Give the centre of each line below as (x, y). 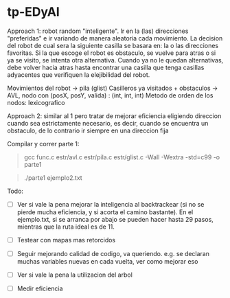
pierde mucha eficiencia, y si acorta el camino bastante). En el (105, 212)
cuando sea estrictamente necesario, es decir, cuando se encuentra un (108, 123)
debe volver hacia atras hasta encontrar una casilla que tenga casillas (106, 67)
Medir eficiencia (40, 288)
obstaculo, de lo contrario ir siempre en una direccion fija (88, 130)
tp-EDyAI (33, 12)
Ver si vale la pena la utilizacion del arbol (74, 275)
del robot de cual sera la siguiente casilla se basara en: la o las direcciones (113, 45)
